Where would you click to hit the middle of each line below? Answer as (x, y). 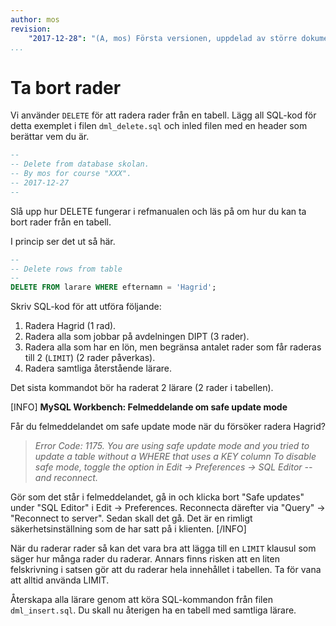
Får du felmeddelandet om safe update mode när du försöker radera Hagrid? (168, 427)
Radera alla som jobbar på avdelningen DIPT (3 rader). (137, 337)
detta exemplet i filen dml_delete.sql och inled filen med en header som (159, 126)
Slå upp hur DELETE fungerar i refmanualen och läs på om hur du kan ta (158, 211)
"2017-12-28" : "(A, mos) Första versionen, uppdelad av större (163, 38)
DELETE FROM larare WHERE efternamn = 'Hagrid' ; (113, 287)
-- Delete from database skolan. (80, 164)
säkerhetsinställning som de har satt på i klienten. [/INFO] (128, 529)
